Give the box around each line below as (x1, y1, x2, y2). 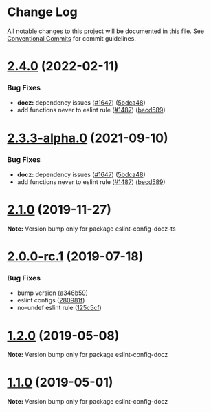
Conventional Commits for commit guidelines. (7, 34, 136, 42)
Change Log (7, 4, 78, 20)
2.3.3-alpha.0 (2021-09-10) (7, 130, 168, 145)
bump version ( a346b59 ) (16, 289, 88, 297)
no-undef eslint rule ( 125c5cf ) (16, 304, 102, 312)
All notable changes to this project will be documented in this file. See (7, 27, 205, 35)
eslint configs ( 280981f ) (16, 296, 85, 305)
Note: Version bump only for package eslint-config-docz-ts (7, 225, 177, 233)
